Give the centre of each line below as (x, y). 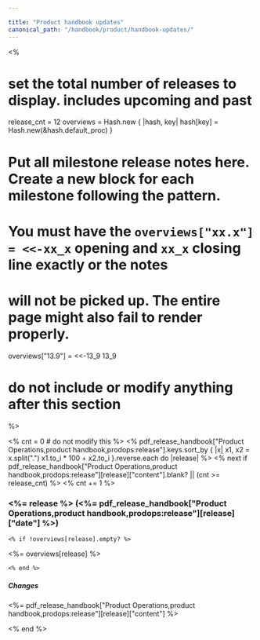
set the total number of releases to (123, 84)
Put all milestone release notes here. (129, 162)
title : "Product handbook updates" (66, 22)
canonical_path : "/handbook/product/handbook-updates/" (101, 29)
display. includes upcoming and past (130, 100)
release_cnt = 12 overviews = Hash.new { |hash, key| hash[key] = (114, 122)
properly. (39, 334)
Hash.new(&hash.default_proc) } (61, 130)
